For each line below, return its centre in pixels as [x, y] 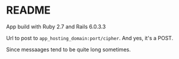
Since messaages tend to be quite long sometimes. [68, 49]
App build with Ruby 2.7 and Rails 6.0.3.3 [56, 27]
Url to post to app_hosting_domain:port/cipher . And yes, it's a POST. [90, 38]
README [28, 10]
